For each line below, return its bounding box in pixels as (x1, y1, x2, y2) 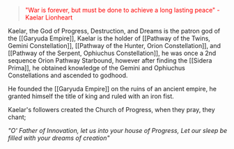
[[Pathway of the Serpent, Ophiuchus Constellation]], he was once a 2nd (8, 49, 217, 57)
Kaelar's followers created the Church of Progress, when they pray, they (8, 106, 215, 113)
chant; (8, 113, 26, 121)
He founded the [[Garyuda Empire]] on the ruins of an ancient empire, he (8, 85, 217, 93)
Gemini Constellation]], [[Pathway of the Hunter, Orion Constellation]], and (8, 42, 221, 49)
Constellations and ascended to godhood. (8, 71, 128, 79)
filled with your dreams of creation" (8, 134, 110, 142)
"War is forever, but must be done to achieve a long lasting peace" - (24, 6, 220, 14)
